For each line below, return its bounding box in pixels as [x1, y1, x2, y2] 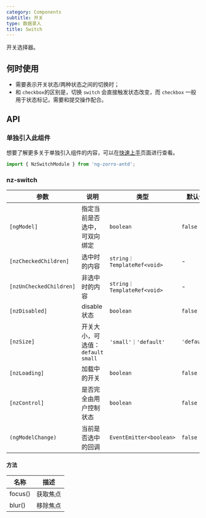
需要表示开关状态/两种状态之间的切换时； [15, 81, 120, 88]
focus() [9, 490, 31, 498]
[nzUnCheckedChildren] [9, 283, 75, 290]
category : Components [6, 9, 62, 15]
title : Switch [6, 26, 43, 32]
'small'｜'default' [109, 338, 166, 345]
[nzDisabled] [9, 307, 48, 314]
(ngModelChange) [9, 433, 57, 441]
